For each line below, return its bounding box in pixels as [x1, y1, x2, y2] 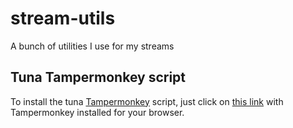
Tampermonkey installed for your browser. [10, 106, 185, 118]
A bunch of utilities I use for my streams [10, 40, 175, 52]
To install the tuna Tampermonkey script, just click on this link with [10, 95, 284, 107]
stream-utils [10, 7, 116, 30]
